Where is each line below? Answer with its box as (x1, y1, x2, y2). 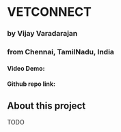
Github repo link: (7, 80, 56, 88)
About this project (7, 100, 86, 111)
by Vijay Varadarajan (7, 29, 78, 38)
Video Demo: (7, 64, 45, 72)
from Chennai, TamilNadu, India (7, 47, 115, 57)
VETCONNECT (7, 4, 92, 20)
